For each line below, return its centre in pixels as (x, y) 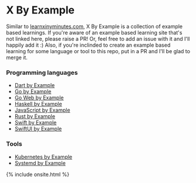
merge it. (17, 57)
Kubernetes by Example (43, 157)
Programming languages (42, 72)
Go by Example (33, 92)
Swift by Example (36, 123)
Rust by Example (35, 116)
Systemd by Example (40, 163)
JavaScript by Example (42, 110)
